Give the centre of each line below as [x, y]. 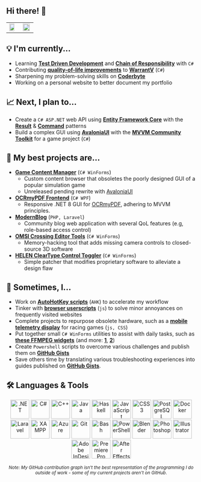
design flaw [38, 268]
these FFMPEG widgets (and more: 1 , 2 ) [65, 340]
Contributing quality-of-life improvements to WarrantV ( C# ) [90, 69]
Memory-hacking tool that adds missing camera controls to [97, 243]
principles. [37, 211]
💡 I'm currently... [39, 49]
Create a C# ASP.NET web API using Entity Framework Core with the [99, 120]
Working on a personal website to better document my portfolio [94, 83]
